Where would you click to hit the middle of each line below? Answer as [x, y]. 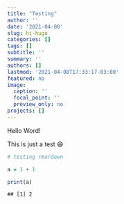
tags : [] [20, 46]
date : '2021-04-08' [35, 26]
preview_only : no [38, 104]
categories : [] [29, 40]
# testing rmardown [35, 157]
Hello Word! [24, 130]
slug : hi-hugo [28, 33]
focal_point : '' [37, 98]
